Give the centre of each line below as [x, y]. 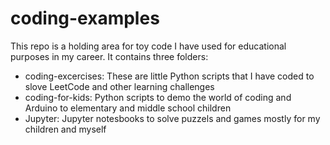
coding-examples [85, 18]
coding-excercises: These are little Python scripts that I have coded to [169, 76]
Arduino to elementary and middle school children [128, 108]
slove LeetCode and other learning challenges [119, 86]
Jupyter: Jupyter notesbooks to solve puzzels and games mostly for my [172, 118]
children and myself [65, 129]
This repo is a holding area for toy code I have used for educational [148, 46]
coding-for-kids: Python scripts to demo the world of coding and [158, 97]
